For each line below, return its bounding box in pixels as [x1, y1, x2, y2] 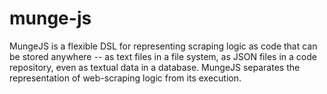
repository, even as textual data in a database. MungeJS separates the [9, 61, 301, 73]
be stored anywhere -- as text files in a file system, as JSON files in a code [9, 50, 317, 62]
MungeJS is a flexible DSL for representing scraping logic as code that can [9, 40, 318, 52]
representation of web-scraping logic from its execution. [9, 72, 242, 84]
